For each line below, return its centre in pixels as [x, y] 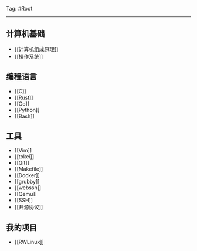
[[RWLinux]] [29, 242]
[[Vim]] [23, 150]
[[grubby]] [27, 182]
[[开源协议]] [29, 207]
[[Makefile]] [29, 169]
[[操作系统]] [29, 56]
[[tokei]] [24, 157]
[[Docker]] [27, 175]
